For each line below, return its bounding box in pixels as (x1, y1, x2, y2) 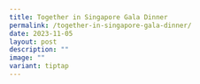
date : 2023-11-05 (9, 29, 73, 38)
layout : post (9, 37, 58, 46)
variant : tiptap (9, 62, 69, 71)
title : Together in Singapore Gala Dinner (9, 12, 168, 22)
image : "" (9, 53, 46, 62)
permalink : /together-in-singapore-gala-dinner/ (9, 21, 192, 30)
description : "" (9, 45, 69, 54)
